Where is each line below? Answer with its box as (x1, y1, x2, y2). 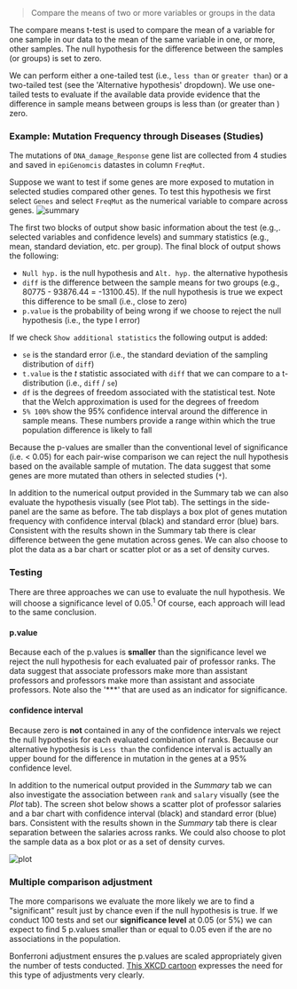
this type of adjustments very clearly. (9, 969, 145, 980)
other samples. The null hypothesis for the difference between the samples (9, 44, 284, 54)
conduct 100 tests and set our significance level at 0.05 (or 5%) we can (9, 914, 273, 925)
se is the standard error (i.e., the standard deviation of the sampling (21, 350, 269, 360)
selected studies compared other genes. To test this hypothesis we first (9, 186, 271, 197)
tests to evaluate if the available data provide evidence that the (30, 89, 261, 99)
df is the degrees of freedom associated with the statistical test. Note (21, 387, 276, 398)
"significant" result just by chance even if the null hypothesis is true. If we (9, 905, 278, 915)
